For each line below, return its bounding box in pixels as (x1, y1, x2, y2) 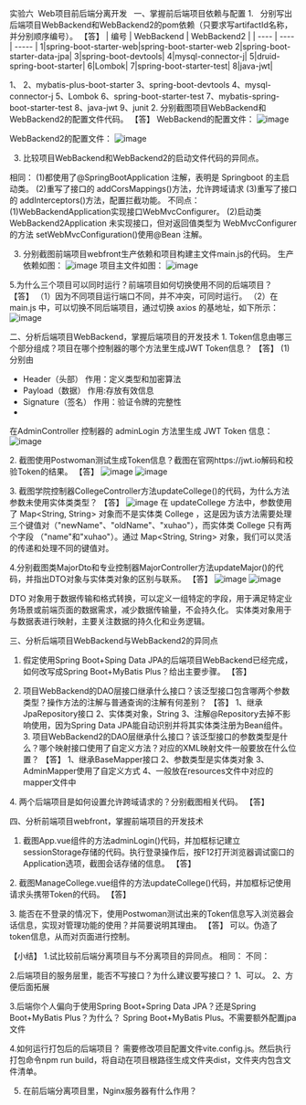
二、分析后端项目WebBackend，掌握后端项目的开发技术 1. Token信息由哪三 (9, 332, 292, 342)
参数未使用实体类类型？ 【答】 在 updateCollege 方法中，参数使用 (9, 497, 292, 507)
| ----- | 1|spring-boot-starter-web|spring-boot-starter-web (9, 41, 233, 52)
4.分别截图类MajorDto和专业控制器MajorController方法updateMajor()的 (9, 562, 276, 573)
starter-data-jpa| (9, 51, 73, 61)
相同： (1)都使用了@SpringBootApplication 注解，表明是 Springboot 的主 (9, 172, 282, 183)
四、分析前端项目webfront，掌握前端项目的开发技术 (9, 816, 204, 826)
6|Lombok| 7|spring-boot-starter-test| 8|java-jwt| (87, 60, 274, 71)
